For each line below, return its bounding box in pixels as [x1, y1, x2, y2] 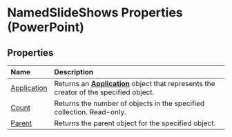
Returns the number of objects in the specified [54, 98, 205, 108]
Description [54, 67, 94, 76]
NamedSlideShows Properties [7, 5, 183, 21]
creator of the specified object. [54, 87, 155, 97]
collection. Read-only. [54, 107, 126, 116]
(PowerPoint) [7, 19, 85, 35]
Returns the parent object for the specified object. [54, 118, 216, 128]
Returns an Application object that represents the [54, 79, 215, 88]
